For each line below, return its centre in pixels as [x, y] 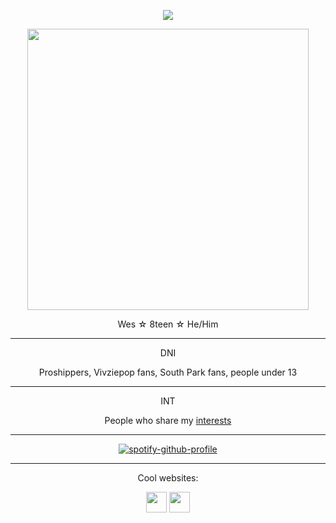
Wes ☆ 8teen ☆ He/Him [168, 324]
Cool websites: [168, 478]
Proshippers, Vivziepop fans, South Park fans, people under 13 [168, 372]
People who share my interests [168, 420]
